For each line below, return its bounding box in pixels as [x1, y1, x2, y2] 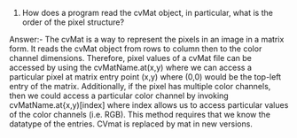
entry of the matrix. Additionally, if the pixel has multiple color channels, [9, 81, 271, 91]
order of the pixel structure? [21, 17, 125, 27]
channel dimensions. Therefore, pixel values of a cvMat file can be [9, 53, 253, 63]
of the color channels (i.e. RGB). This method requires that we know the [9, 110, 271, 119]
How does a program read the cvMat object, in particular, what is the [21, 8, 273, 18]
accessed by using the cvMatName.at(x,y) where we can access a [9, 62, 253, 73]
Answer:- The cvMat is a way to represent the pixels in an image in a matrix [9, 34, 285, 44]
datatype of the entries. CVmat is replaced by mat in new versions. [9, 119, 253, 129]
